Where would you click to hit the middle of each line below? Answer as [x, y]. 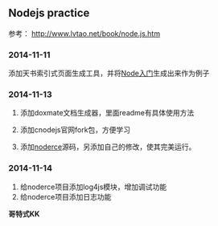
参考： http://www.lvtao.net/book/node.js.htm [84, 33]
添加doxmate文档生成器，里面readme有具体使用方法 [107, 113]
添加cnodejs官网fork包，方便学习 [75, 130]
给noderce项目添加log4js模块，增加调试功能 [93, 187]
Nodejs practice [49, 13]
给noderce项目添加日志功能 [66, 196]
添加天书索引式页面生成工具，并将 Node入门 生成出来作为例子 [109, 73]
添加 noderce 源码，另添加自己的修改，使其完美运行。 [108, 147]
